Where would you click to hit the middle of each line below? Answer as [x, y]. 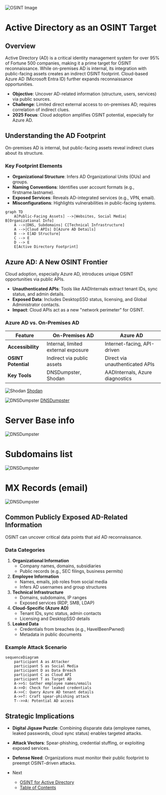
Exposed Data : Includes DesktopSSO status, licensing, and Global [80, 299]
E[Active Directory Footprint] [46, 247]
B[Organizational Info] [30, 221]
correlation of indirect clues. [41, 110]
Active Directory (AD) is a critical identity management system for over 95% [82, 58]
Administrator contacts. [36, 305]
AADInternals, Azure [128, 372]
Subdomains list [39, 454]
